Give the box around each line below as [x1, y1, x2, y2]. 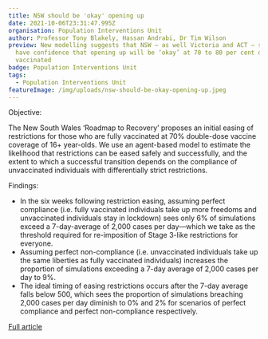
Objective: [8, 108, 42, 117]
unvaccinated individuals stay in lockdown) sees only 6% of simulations [19, 213, 256, 223]
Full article [8, 322, 42, 332]
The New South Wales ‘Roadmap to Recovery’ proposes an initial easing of [8, 123, 254, 132]
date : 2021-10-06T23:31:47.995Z [8, 19, 116, 27]
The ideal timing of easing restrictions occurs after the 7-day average [19, 281, 249, 291]
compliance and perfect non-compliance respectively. [19, 306, 198, 316]
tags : [8, 71, 26, 79]
